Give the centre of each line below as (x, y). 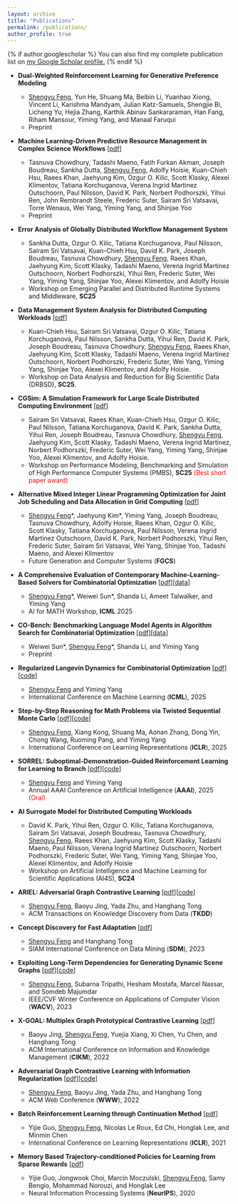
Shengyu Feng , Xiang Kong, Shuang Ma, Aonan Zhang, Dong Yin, (124, 733)
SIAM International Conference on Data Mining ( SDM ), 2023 (117, 949)
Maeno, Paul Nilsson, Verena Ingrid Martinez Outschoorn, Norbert (125, 848)
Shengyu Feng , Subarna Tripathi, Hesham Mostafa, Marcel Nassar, (126, 984)
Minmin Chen (48, 1136)
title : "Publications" (41, 21)
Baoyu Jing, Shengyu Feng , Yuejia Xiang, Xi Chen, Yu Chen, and (123, 1034)
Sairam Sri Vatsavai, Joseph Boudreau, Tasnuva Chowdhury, (117, 833)
